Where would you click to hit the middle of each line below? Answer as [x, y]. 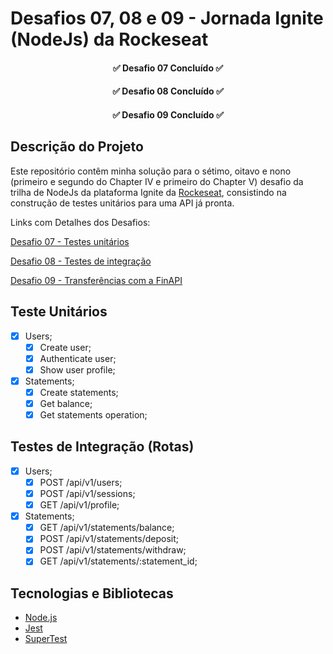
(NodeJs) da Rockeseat [109, 39]
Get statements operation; [93, 415]
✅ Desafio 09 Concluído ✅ [168, 114]
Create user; [65, 347]
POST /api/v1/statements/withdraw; [113, 550]
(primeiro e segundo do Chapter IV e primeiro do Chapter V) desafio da [157, 181]
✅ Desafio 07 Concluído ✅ [168, 68]
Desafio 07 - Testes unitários [70, 241]
